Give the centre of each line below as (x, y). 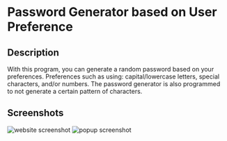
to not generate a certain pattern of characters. (75, 91)
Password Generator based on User (112, 12)
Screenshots (36, 113)
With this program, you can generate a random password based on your (111, 69)
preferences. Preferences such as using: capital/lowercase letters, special (113, 76)
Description (33, 52)
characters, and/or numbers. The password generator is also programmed (114, 84)
